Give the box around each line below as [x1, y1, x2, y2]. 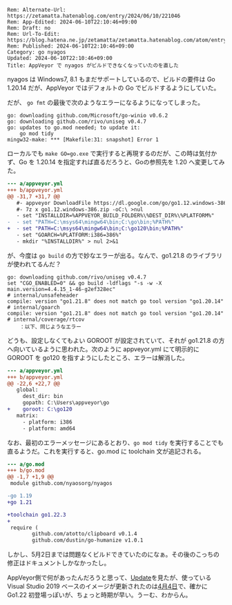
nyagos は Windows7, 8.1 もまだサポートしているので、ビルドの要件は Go [7, 75, 215, 83]
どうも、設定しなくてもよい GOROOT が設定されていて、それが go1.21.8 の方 [7, 336, 225, 344]
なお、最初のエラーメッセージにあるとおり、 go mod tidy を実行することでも [7, 438, 224, 446]
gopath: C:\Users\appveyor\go [22, 399, 110, 406]
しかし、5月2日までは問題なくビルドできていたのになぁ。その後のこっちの [7, 551, 220, 559]
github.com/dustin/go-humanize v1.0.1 [32, 537, 144, 544]
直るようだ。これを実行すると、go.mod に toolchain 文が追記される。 [7, 447, 205, 455]
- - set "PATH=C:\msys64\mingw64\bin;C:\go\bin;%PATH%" [7, 219, 175, 226]
